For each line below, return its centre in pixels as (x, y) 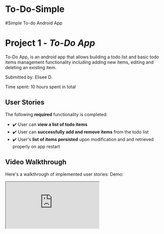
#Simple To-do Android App (34, 23)
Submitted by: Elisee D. (29, 77)
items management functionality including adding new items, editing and (80, 62)
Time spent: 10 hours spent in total (41, 87)
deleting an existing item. (31, 67)
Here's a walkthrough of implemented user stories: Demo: (64, 174)
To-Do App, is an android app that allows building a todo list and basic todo (82, 57)
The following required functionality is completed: (56, 114)
